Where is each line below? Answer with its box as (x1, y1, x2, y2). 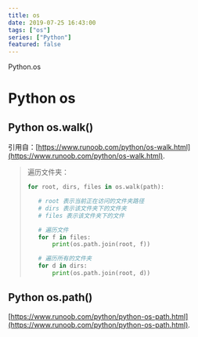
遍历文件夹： (27, 168, 69, 177)
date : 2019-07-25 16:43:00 (8, 19, 96, 27)
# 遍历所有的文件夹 (38, 255, 92, 263)
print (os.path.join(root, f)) (52, 241, 151, 248)
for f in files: (38, 233, 92, 241)
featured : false (8, 41, 61, 49)
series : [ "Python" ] (8, 33, 72, 42)
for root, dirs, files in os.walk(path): (27, 183, 165, 191)
